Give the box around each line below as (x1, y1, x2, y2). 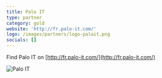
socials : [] (6, 37, 37, 43)
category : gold (6, 20, 45, 26)
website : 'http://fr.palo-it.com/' (6, 25, 97, 32)
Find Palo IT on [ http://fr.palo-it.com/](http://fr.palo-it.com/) (6, 54, 156, 60)
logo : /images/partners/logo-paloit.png (6, 31, 111, 37)
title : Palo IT (6, 8, 45, 15)
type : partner (6, 15, 43, 21)
